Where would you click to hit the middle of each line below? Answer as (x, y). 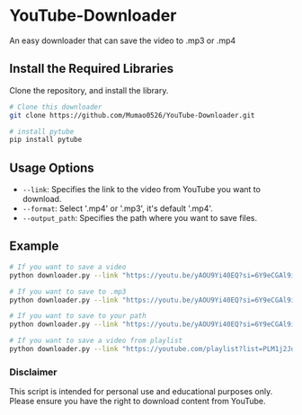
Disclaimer (33, 372)
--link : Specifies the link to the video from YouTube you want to (141, 190)
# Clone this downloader (56, 107)
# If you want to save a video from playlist (96, 341)
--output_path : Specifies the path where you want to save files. (140, 218)
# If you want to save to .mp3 (68, 291)
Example (34, 247)
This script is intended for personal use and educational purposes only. (141, 392)
